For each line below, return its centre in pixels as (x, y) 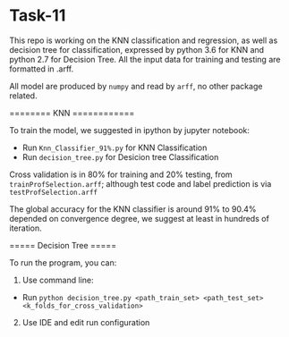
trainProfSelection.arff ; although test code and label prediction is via (140, 183)
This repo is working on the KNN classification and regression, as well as (144, 40)
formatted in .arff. (42, 69)
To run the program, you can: (63, 262)
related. (23, 96)
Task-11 (38, 16)
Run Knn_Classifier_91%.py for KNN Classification (115, 147)
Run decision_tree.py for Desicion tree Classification (120, 156)
